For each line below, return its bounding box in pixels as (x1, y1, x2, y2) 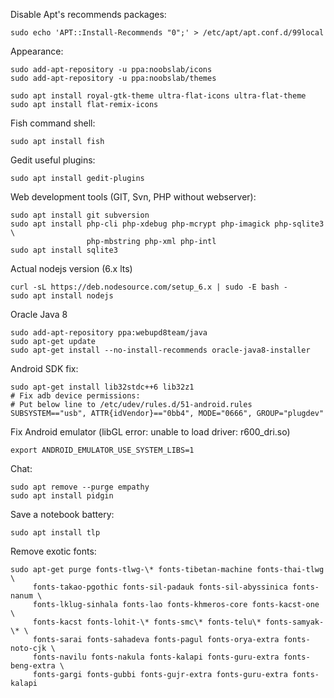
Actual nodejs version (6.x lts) (10, 263, 133, 274)
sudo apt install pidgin (10, 491, 114, 501)
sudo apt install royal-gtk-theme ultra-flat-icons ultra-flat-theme (10, 91, 307, 101)
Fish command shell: (10, 117, 96, 129)
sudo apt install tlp (10, 528, 101, 538)
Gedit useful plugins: (10, 154, 96, 166)
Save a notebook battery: (10, 509, 115, 520)
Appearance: (10, 45, 64, 57)
